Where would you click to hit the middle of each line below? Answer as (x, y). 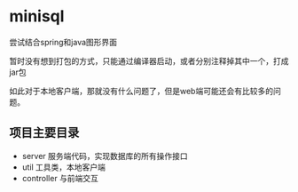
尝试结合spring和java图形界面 (63, 42)
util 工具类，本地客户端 (64, 167)
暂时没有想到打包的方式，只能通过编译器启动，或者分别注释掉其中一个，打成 (149, 60)
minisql (37, 16)
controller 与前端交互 (60, 178)
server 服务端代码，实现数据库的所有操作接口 (105, 156)
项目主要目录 (44, 133)
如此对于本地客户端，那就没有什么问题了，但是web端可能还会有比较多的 (141, 91)
